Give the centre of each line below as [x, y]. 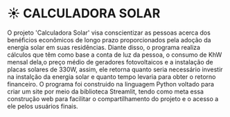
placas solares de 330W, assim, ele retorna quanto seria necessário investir [115, 69]
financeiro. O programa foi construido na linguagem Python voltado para [111, 84]
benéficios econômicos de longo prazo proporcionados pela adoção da [109, 39]
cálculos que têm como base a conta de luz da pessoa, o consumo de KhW [115, 55]
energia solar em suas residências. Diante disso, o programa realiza [104, 47]
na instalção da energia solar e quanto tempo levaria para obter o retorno [112, 76]
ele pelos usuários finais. [43, 106]
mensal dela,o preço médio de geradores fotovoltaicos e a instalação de [110, 62]
